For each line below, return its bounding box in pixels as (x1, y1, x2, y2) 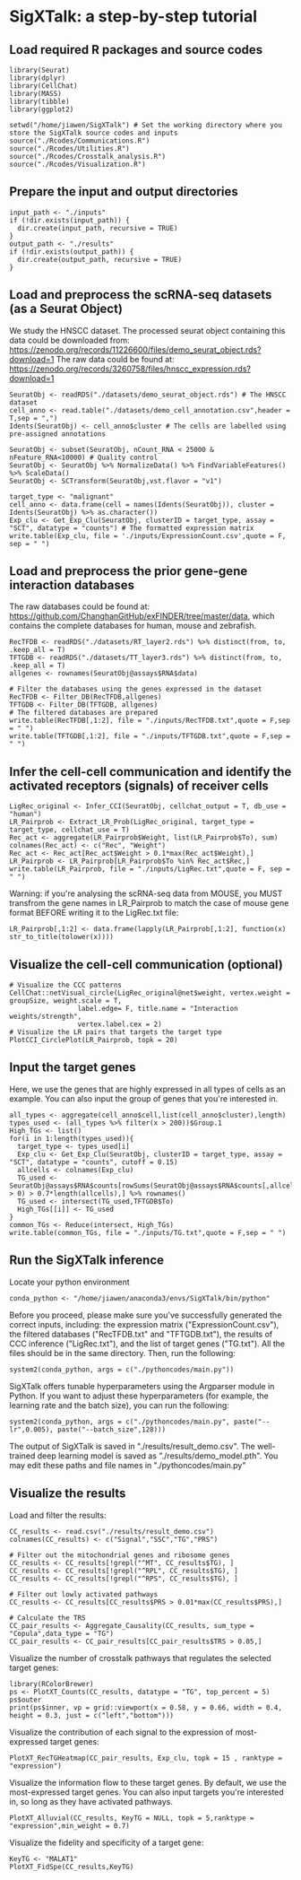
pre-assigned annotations (9, 429, 106, 439)
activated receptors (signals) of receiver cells (9, 778, 269, 793)
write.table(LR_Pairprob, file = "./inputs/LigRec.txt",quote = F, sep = (9, 865, 291, 874)
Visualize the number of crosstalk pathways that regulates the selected (9, 1652, 271, 1663)
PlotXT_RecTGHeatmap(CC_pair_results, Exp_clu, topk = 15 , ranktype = (9, 1754, 282, 1762)
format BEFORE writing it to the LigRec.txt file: (9, 908, 179, 918)
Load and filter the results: (9, 1510, 107, 1520)
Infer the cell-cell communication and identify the (9, 764, 292, 779)
